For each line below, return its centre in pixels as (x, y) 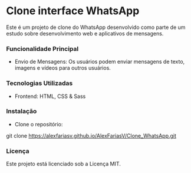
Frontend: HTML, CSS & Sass (50, 96)
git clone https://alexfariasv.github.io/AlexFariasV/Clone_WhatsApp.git (91, 136)
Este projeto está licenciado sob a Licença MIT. (63, 164)
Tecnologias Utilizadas (39, 83)
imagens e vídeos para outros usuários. (62, 68)
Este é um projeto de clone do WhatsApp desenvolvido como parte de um (96, 27)
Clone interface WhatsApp (73, 11)
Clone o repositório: (39, 124)
